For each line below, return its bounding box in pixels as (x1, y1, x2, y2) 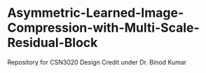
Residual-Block (7, 35, 98, 51)
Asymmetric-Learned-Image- (7, 5, 184, 21)
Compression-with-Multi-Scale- (7, 20, 200, 36)
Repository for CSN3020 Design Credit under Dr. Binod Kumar (7, 58, 187, 66)
